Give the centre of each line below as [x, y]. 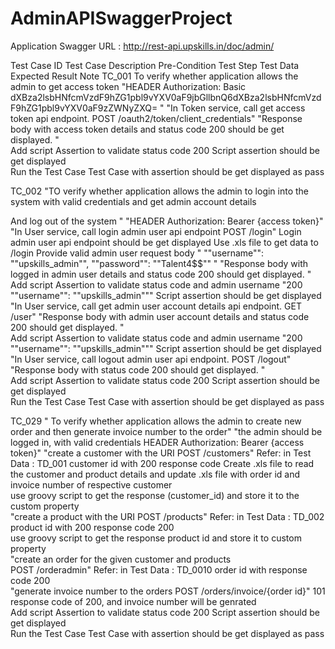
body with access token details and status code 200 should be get [147, 129]
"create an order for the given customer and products [121, 559]
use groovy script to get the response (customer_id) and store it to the [155, 495]
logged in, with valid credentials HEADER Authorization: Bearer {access [157, 442]
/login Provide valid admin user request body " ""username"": [137, 253]
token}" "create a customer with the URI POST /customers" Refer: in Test [161, 453]
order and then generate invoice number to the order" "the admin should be [166, 431]
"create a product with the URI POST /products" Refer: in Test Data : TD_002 [167, 516]
